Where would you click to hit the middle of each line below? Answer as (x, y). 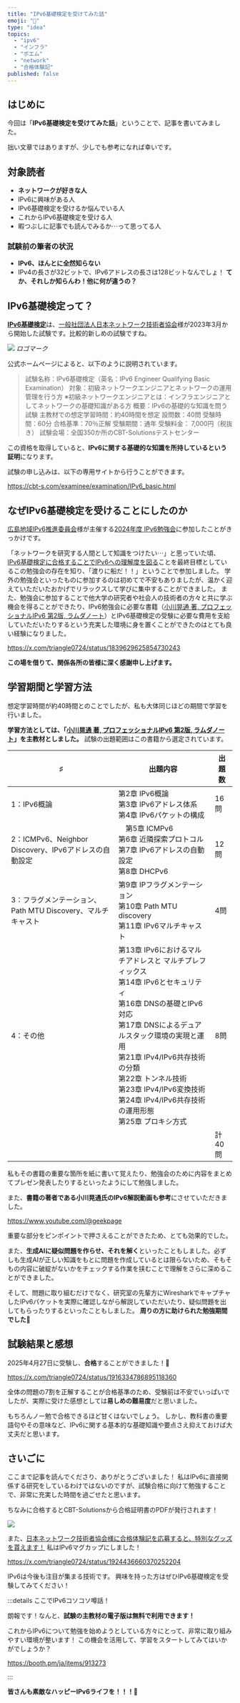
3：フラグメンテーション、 (56, 900)
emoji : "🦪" (24, 21)
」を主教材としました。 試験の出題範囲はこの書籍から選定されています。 (121, 739)
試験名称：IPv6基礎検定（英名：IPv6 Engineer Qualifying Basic (117, 379)
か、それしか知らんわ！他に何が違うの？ (77, 281)
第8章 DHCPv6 (143, 871)
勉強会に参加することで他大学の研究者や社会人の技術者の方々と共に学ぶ (126, 598)
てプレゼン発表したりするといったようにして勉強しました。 (95, 1182)
